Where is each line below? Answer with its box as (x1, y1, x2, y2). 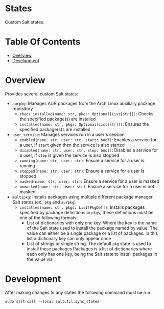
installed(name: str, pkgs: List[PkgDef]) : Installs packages (19, 204, 145, 210)
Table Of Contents (5, 36, 81, 47)
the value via (26, 256, 53, 262)
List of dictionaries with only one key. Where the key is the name (26, 220, 157, 225)
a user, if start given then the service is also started (19, 142, 125, 148)
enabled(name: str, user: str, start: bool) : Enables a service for (19, 136, 157, 142)
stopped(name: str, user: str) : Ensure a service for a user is (19, 168, 144, 174)
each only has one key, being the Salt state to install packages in (26, 251, 158, 257)
